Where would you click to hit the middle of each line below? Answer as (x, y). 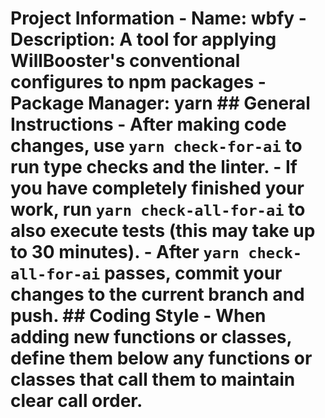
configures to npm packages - (138, 82)
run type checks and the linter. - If (154, 167)
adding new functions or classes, (151, 337)
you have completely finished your (157, 188)
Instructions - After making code (148, 124)
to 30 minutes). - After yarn (125, 252)
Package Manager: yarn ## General (160, 103)
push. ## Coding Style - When (138, 316)
